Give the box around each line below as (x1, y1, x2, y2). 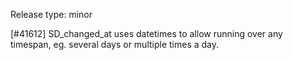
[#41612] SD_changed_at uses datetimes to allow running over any (10, 28, 283, 39)
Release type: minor (10, 9, 93, 20)
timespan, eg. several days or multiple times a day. (10, 39, 220, 50)
